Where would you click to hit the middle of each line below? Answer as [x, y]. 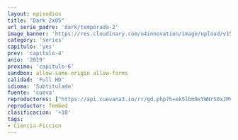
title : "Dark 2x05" [36, 21]
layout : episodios [34, 14]
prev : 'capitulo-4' [36, 54]
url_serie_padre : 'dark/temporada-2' [63, 27]
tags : [15, 119]
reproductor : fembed [38, 106]
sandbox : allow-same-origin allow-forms [68, 73]
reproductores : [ [33, 100]
